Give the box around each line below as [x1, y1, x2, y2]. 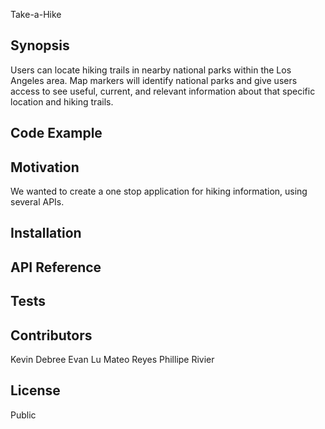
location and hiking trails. [10, 95, 114, 108]
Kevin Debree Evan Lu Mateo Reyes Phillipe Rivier [10, 354, 215, 365]
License [10, 382, 61, 399]
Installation [10, 225, 82, 242]
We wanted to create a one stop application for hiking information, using [10, 185, 308, 198]
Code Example [10, 125, 103, 142]
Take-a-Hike [10, 9, 62, 20]
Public [10, 409, 37, 421]
